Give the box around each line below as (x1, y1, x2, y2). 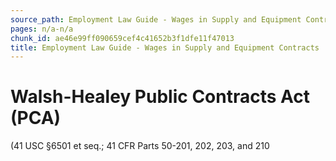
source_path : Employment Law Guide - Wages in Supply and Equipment (10, 14, 302, 25)
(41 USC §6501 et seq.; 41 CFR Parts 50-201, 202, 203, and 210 (10, 140, 270, 152)
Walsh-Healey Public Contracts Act (10, 86, 311, 108)
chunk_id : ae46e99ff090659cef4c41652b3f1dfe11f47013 (10, 33, 235, 43)
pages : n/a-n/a (10, 24, 74, 34)
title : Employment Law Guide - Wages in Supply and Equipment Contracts (10, 42, 320, 53)
